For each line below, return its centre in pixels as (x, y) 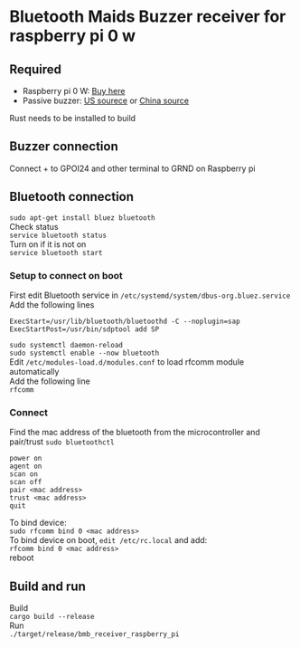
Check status (34, 226)
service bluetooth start (56, 253)
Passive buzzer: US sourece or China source (106, 100)
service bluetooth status (58, 235)
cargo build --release (52, 617)
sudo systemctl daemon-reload (66, 345)
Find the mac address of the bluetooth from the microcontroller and (135, 433)
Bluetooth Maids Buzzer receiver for (148, 17)
